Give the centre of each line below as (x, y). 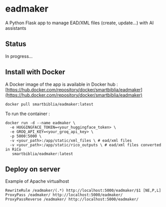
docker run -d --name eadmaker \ (40, 123)
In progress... (19, 56)
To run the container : (28, 114)
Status (16, 44)
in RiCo (13, 149)
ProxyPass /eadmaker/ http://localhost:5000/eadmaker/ (64, 195)
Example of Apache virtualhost (37, 181)
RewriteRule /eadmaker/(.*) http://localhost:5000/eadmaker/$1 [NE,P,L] (83, 191)
